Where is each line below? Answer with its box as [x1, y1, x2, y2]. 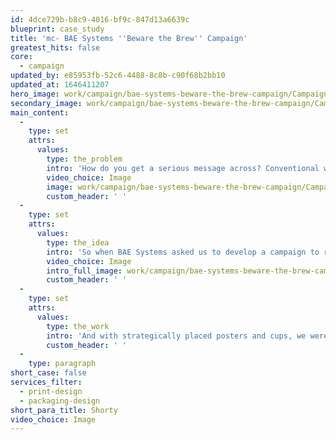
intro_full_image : [46, 266, 123, 276]
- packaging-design [19, 396, 101, 406]
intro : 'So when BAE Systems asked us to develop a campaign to [46, 247, 320, 257]
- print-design [19, 386, 83, 396]
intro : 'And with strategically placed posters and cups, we [46, 331, 307, 341]
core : [10, 52, 33, 62]
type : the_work [46, 321, 110, 331]
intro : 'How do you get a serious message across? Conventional [46, 163, 320, 173]
